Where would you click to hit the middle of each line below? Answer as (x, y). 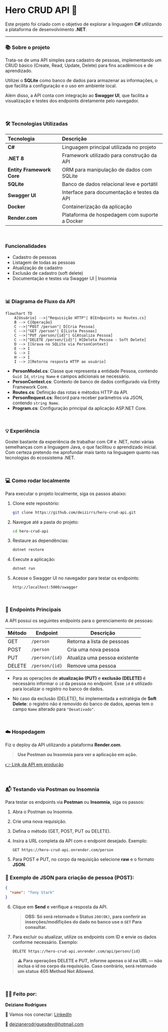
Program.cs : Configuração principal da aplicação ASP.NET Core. (79, 408)
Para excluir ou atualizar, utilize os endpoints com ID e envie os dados (84, 937)
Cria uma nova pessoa (93, 649)
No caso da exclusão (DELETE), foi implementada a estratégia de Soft (84, 698)
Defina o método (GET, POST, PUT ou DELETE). (61, 831)
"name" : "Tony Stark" (32, 893)
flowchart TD (19, 314)
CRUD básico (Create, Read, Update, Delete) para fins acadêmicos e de (79, 66)
